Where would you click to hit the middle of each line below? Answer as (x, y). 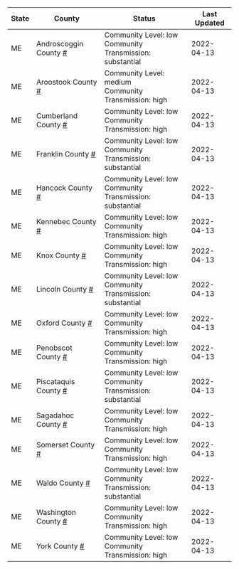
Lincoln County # (65, 289)
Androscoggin (60, 44)
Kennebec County (66, 222)
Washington (56, 512)
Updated (210, 23)
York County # (60, 546)
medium (118, 82)
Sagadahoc (55, 415)
